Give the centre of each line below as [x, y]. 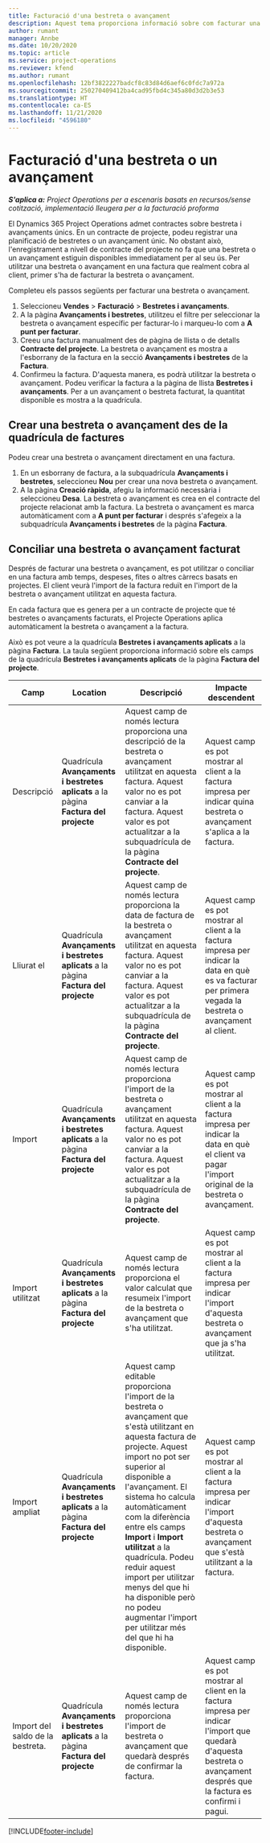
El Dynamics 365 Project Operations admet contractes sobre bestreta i [125, 223]
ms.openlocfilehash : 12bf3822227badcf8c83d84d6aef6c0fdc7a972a [117, 83]
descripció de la [155, 742]
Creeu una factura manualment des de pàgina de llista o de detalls [130, 340]
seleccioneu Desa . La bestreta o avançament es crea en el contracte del [140, 498]
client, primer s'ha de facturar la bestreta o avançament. [101, 275]
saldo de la [33, 1736]
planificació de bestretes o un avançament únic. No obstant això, [116, 240]
